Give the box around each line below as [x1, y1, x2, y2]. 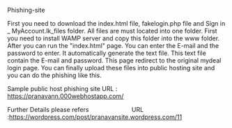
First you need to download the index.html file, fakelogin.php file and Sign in [7, 19, 226, 27]
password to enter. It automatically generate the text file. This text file [7, 49, 207, 57]
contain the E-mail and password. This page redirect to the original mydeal [7, 56, 222, 65]
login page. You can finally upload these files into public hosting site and [7, 64, 215, 72]
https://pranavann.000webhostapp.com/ [7, 92, 124, 100]
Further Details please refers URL [7, 106, 144, 113]
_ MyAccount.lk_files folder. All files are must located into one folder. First [7, 27, 217, 35]
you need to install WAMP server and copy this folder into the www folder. [7, 34, 220, 42]
